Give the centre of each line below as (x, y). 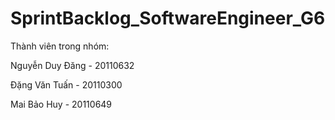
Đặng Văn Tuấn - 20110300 (66, 84)
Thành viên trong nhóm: (60, 46)
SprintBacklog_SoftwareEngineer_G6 (168, 18)
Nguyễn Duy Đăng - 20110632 (72, 65)
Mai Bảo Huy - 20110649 (61, 104)
